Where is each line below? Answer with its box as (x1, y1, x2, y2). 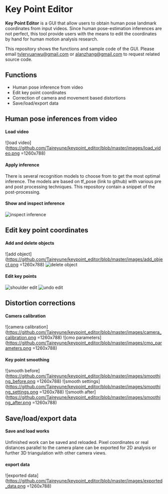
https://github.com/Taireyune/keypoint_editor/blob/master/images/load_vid (6, 145, 161, 151)
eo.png (5, 150, 20, 156)
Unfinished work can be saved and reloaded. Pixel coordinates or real (5, 439, 149, 445)
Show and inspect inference (5, 200, 65, 206)
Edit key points (5, 273, 36, 279)
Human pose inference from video (12, 84, 83, 90)
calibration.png (5, 334, 36, 341)
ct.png (5, 262, 19, 268)
